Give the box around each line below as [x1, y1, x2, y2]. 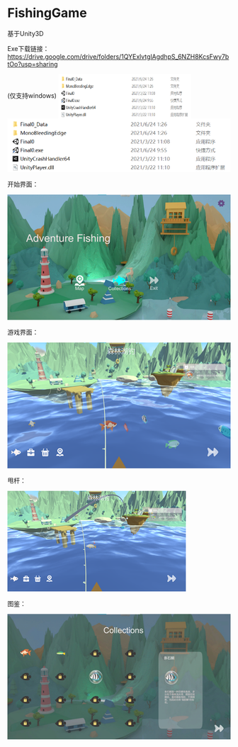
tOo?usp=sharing [7, 60, 58, 68]
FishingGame [7, 5, 87, 21]
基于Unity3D [7, 29, 44, 38]
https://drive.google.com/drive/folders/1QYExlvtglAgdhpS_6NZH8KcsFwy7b [7, 52, 229, 61]
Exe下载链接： [7, 44, 50, 52]
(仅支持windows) [7, 91, 57, 100]
